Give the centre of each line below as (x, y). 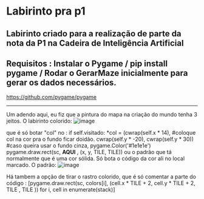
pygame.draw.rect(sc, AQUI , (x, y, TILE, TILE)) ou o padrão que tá (89, 152)
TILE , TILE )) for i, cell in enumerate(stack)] (61, 190)
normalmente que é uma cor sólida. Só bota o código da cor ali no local (96, 158)
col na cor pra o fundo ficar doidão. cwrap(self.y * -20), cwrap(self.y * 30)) (100, 139)
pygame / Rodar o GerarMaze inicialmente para (97, 73)
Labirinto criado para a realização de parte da (94, 34)
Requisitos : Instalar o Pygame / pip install (87, 63)
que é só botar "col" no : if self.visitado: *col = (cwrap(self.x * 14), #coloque (101, 133)
